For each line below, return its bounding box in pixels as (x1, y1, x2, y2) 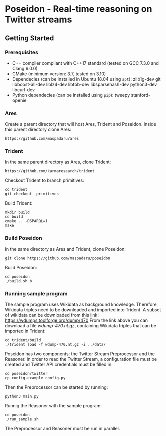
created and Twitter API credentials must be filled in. (5, 361, 113, 368)
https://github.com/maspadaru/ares (5, 136, 79, 141)
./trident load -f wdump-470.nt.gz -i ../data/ (5, 342, 106, 347)
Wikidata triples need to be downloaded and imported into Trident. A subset (5, 307, 161, 313)
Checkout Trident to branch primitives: (5, 177, 84, 183)
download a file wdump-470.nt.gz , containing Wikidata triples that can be (5, 323, 156, 329)
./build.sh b (5, 278, 32, 283)
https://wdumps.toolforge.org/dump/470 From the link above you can (5, 317, 148, 323)
